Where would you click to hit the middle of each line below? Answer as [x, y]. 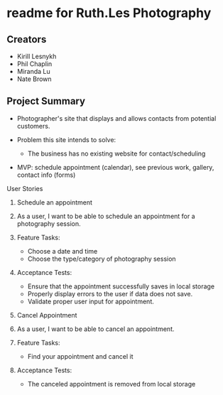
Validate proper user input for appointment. [91, 301]
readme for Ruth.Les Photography [109, 13]
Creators [27, 39]
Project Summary [46, 101]
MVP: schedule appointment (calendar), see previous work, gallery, [115, 167]
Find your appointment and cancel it [80, 356]
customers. [33, 126]
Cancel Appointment [47, 315]
